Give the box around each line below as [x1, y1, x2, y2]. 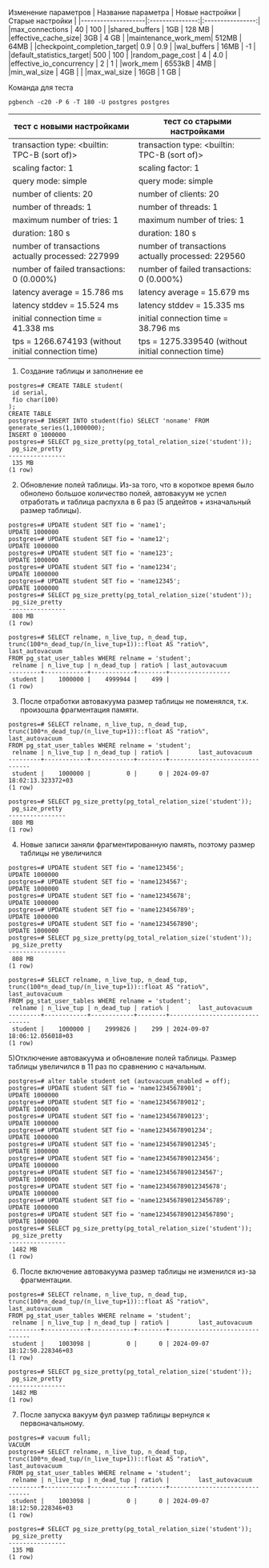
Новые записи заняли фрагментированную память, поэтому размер [19, 840, 255, 849]
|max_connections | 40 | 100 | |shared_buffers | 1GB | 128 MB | [8, 25, 215, 34]
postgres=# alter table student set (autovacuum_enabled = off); [8, 1077, 231, 1085]
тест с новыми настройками [13, 121, 130, 131]
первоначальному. [19, 1419, 85, 1428]
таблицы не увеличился [19, 848, 102, 858]
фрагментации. [19, 1275, 72, 1284]
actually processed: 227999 [12, 251, 120, 261]
